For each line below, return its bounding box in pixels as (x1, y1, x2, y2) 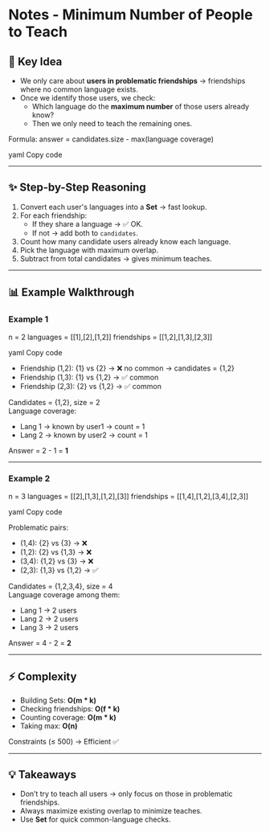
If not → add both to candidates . (31, 227, 139, 238)
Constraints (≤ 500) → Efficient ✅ (8, 736, 119, 746)
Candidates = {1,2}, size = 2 (8, 397, 100, 407)
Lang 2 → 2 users (19, 613, 79, 624)
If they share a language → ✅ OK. (31, 219, 143, 228)
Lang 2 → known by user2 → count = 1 (19, 430, 149, 440)
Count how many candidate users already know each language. (19, 236, 231, 246)
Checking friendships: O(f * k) (19, 703, 121, 713)
